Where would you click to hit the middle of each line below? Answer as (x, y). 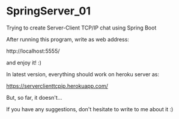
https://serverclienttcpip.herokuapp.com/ (57, 86)
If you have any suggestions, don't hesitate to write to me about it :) (90, 109)
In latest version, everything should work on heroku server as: (83, 74)
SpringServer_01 (49, 11)
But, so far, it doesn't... (34, 97)
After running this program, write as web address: (68, 39)
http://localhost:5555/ (33, 51)
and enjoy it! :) (24, 63)
